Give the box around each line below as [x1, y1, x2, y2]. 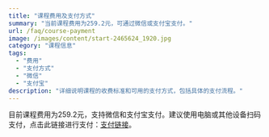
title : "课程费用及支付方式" [8, 11, 95, 20]
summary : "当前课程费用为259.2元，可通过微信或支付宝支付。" [8, 19, 193, 27]
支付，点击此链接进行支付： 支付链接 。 [8, 120, 136, 130]
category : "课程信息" [8, 42, 77, 50]
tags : [8, 49, 27, 57]
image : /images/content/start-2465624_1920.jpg [8, 34, 172, 43]
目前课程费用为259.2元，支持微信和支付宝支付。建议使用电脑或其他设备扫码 [8, 110, 261, 119]
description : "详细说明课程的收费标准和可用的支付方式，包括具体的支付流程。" [8, 86, 244, 95]
